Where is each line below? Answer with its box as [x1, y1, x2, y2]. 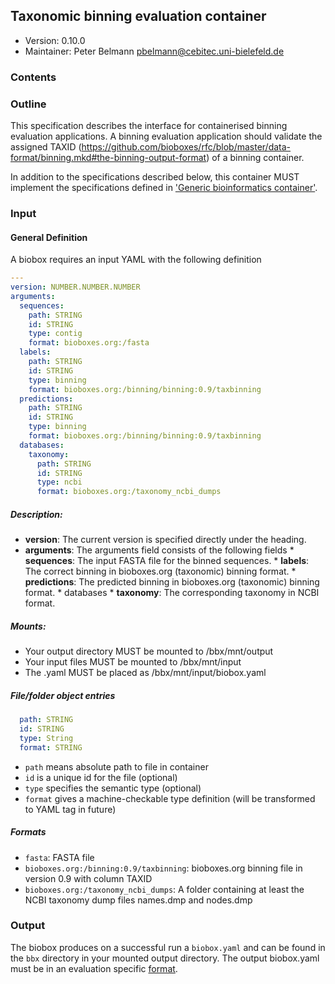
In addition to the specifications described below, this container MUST [10, 171, 300, 183]
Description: [10, 508, 63, 520]
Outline [10, 97, 47, 111]
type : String [19, 733, 74, 743]
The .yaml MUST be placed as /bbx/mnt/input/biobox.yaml [24, 667, 267, 679]
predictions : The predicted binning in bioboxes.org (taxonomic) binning [24, 576, 320, 588]
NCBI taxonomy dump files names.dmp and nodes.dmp [24, 894, 253, 906]
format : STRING [19, 742, 83, 753]
